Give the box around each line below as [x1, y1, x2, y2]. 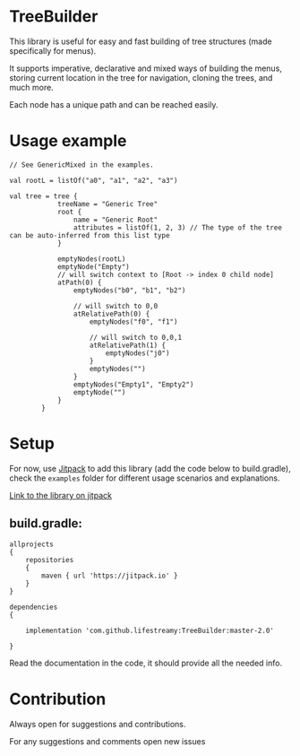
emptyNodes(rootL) [56, 254, 126, 264]
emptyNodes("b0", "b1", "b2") [73, 285, 186, 295]
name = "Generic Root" [73, 215, 159, 224]
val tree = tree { [9, 191, 78, 201]
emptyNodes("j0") [105, 348, 170, 358]
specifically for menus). [9, 45, 97, 56]
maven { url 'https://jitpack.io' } [41, 571, 178, 580]
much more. [9, 82, 54, 92]
